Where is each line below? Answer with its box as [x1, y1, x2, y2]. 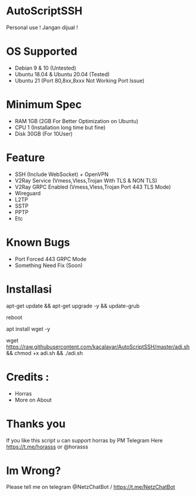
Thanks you [6, 417, 66, 431]
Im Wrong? [6, 464, 61, 477]
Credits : [6, 370, 49, 384]
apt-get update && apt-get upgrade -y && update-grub [6, 302, 140, 309]
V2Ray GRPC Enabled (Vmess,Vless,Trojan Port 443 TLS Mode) [14, 183, 171, 190]
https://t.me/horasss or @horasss [6, 443, 88, 450]
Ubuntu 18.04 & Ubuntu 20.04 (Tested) [14, 70, 110, 78]
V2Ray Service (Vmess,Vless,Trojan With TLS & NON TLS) [14, 177, 157, 184]
